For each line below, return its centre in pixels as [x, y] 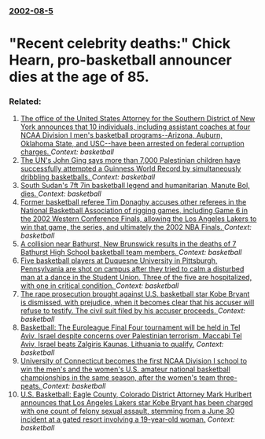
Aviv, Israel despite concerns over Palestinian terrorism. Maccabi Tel [131, 336]
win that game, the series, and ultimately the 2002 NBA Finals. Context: [136, 227]
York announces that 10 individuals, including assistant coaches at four [135, 127]
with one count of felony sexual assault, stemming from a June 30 [127, 411]
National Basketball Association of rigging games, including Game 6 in [134, 211]
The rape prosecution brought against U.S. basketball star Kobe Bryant [135, 294]
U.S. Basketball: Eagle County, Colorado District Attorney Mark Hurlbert [136, 394]
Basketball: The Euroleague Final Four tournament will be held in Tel [130, 327]
